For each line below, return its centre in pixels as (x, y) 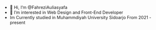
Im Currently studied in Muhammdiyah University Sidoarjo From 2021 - (80, 17)
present (17, 22)
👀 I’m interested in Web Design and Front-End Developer (66, 12)
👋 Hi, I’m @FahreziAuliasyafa (39, 7)
